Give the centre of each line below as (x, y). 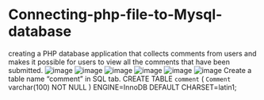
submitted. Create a (130, 70)
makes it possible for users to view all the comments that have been (119, 62)
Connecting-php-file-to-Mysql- (115, 15)
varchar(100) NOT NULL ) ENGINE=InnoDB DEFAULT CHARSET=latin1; (122, 87)
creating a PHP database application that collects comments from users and (132, 53)
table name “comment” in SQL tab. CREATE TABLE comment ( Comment (120, 79)
